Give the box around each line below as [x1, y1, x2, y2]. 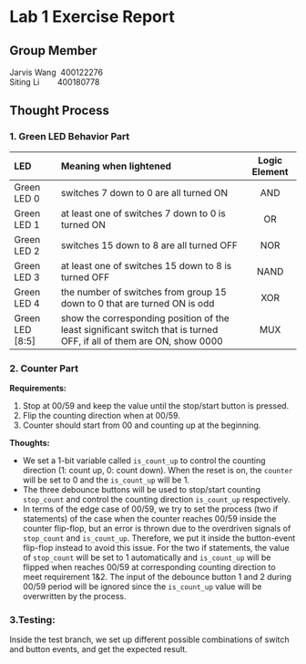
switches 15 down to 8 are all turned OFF [60, 239, 239, 252]
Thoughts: [9, 437, 50, 448]
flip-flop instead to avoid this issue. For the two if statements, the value [22, 542, 290, 553]
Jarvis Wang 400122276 [9, 67, 104, 78]
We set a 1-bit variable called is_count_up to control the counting [22, 454, 266, 466]
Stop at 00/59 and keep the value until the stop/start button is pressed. [22, 399, 290, 411]
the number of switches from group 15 [60, 285, 228, 298]
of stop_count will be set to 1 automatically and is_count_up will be [22, 552, 271, 563]
